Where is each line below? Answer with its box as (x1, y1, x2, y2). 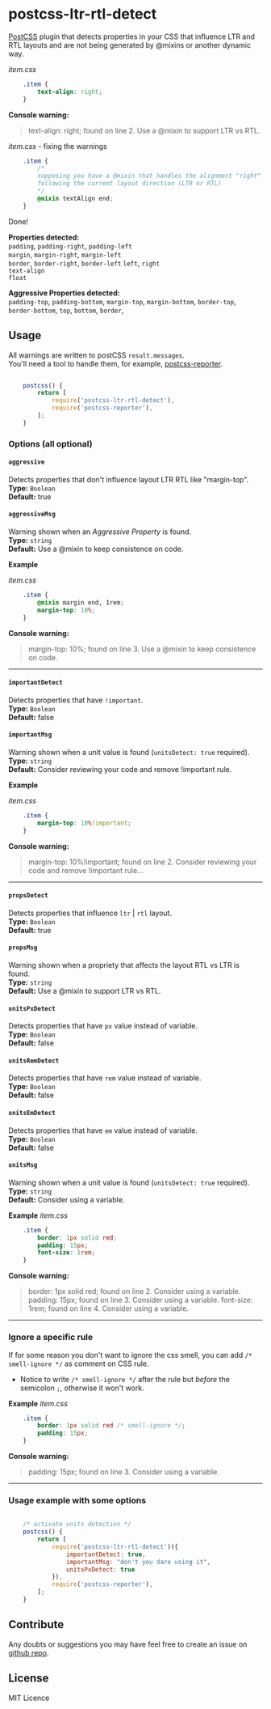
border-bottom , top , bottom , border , (8, 305, 124, 315)
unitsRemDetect (8, 1057, 60, 1065)
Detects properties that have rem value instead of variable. (8, 1073, 202, 1083)
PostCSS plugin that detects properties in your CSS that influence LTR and (8, 32, 256, 41)
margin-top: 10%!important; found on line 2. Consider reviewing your (27, 857, 257, 867)
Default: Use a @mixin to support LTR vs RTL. (8, 986, 161, 996)
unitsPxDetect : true (65, 1565, 135, 1574)
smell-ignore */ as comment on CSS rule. (8, 1359, 149, 1368)
